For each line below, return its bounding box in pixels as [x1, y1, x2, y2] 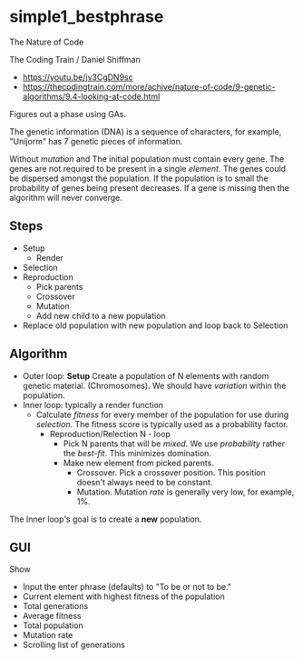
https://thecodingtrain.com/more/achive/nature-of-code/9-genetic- [22, 81, 277, 92]
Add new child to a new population [35, 310, 166, 321]
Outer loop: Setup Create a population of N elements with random [22, 370, 269, 381]
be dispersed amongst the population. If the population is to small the [9, 173, 269, 184]
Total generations [22, 601, 89, 612]
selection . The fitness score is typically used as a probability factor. [35, 418, 288, 429]
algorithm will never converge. [9, 192, 122, 203]
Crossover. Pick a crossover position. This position [76, 466, 266, 478]
